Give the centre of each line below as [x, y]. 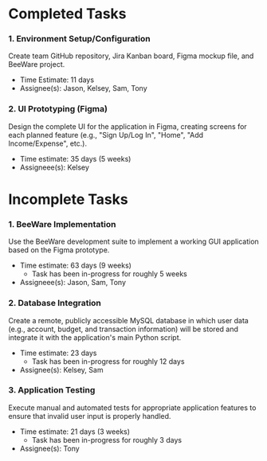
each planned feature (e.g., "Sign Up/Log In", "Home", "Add [106, 135]
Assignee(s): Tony [49, 448]
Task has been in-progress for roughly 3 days [106, 440]
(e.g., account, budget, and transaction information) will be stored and [124, 329]
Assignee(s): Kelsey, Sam [61, 369]
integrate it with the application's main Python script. [95, 337]
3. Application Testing [52, 390]
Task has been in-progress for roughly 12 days [108, 361]
